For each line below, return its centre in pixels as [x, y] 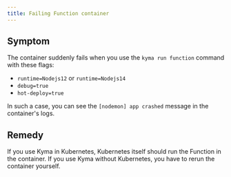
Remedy [25, 135]
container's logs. [31, 113]
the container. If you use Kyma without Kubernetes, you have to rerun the [111, 159]
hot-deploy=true [40, 93]
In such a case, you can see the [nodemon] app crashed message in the [108, 106]
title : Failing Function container [58, 13]
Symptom [29, 42]
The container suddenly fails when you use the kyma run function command [116, 58]
